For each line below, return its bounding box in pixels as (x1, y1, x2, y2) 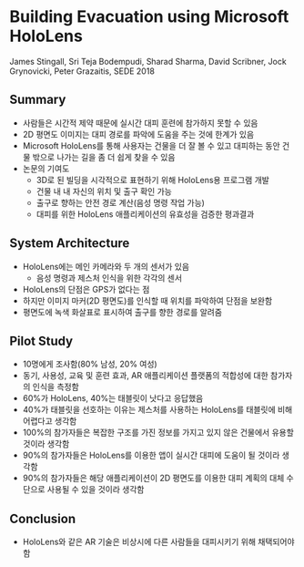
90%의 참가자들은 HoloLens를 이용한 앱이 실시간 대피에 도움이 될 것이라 (22, 449, 280, 461)
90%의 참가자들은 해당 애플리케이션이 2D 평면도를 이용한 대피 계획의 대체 (22, 472, 285, 484)
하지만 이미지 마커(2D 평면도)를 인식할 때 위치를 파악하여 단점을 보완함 (22, 294, 273, 306)
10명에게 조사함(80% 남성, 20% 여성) (22, 358, 157, 370)
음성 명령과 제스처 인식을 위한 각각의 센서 (35, 272, 183, 283)
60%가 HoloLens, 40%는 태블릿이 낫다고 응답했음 (22, 393, 204, 404)
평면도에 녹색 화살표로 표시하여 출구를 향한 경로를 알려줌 (22, 306, 223, 317)
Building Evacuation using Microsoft (9, 6, 289, 27)
